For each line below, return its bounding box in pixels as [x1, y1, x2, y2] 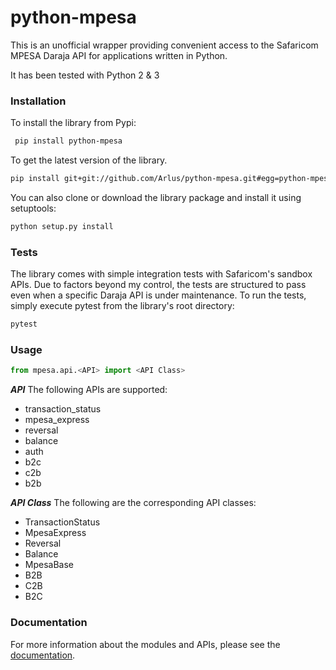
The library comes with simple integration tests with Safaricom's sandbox [10, 268, 313, 280]
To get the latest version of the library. [10, 154, 168, 166]
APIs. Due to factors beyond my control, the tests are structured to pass [10, 279, 307, 291]
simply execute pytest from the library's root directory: [10, 300, 235, 312]
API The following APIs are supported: [10, 384, 168, 396]
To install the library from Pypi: [10, 117, 137, 129]
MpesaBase [24, 559, 75, 571]
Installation [10, 94, 67, 108]
